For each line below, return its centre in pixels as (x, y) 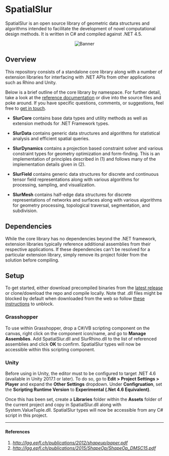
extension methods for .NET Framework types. (61, 123)
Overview (21, 60)
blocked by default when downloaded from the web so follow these (75, 299)
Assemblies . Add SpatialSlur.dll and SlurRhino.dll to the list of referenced (81, 339)
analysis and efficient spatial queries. (51, 138)
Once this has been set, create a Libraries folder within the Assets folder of (84, 399)
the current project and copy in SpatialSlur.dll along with (63, 405)
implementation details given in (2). (49, 164)
